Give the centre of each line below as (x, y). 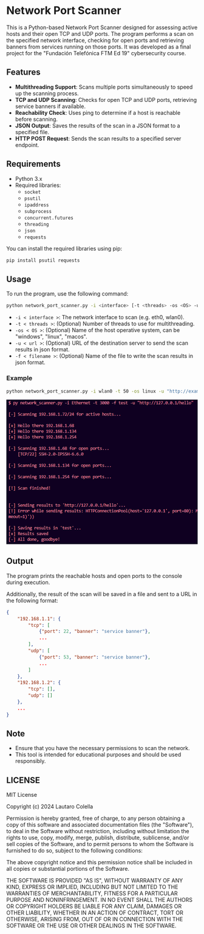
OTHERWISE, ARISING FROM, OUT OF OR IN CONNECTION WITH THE (95, 919)
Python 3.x (29, 178)
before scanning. (36, 119)
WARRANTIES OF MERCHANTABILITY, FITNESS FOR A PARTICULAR (92, 893)
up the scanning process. (47, 93)
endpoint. (27, 145)
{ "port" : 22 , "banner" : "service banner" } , (94, 632)
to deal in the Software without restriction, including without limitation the (98, 831)
